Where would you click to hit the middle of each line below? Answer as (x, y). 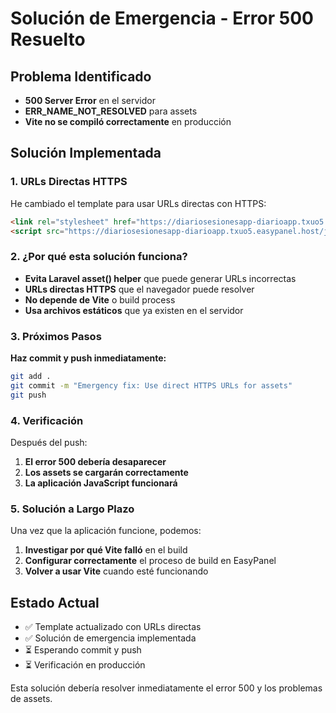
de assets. (31, 699)
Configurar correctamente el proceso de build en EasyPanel (150, 561)
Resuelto (48, 39)
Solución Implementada (86, 153)
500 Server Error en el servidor (90, 100)
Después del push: (49, 442)
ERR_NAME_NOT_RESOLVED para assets (111, 111)
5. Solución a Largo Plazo (72, 509)
